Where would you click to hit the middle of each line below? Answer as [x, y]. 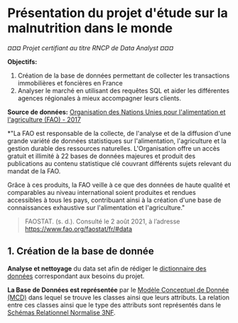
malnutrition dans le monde [90, 28]
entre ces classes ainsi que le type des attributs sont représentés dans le [114, 305]
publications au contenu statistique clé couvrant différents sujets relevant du [119, 163]
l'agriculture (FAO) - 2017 [44, 120]
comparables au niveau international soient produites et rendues [102, 192]
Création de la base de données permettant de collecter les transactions [124, 75]
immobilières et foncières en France [70, 83]
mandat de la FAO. [34, 171]
